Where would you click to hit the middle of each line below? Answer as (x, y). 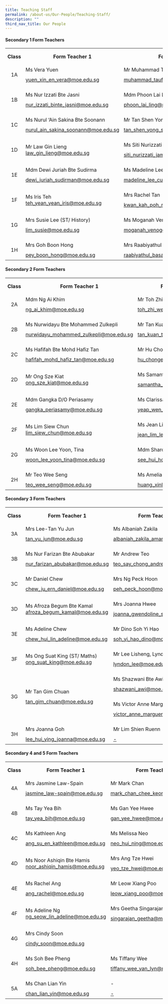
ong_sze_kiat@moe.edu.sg (57, 383)
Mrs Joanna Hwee (135, 604)
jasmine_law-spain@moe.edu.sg (64, 793)
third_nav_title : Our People (35, 24)
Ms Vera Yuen (42, 70)
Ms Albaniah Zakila (135, 529)
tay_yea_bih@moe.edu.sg (55, 818)
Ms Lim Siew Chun (47, 426)
